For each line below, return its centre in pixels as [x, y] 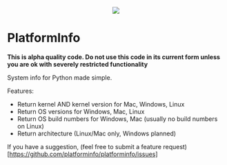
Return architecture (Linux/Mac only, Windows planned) [97, 133]
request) [175, 146]
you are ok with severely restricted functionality [78, 64]
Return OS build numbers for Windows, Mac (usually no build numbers [117, 119]
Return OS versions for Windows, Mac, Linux [81, 111]
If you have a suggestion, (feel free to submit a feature [85, 146]
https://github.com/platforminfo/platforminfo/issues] [83, 154]
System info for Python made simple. [60, 77]
